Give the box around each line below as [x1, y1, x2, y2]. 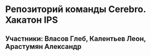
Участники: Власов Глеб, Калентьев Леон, [5, 34, 146, 43]
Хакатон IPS [5, 14, 58, 26]
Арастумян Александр [5, 42, 82, 51]
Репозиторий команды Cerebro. [5, 4, 146, 15]
